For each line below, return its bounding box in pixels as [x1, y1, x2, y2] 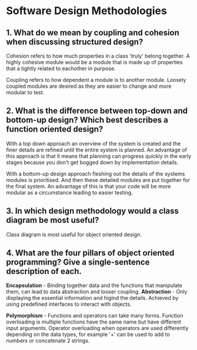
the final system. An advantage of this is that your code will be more [6, 183, 171, 190]
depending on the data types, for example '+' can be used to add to [6, 331, 171, 338]
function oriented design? [6, 124, 103, 134]
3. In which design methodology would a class [6, 206, 179, 216]
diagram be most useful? [6, 215, 99, 225]
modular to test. [6, 89, 45, 95]
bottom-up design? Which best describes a [6, 115, 169, 125]
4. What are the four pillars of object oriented [6, 248, 175, 258]
